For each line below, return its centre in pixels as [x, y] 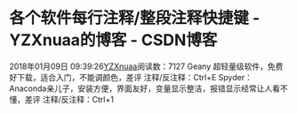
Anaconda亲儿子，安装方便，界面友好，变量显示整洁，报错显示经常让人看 [144, 88]
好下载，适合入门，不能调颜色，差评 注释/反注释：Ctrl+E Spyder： [131, 77]
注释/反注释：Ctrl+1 [78, 99]
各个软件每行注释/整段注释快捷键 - [135, 18]
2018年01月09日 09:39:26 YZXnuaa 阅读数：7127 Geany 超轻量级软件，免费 [146, 66]
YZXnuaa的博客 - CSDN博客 [113, 40]
